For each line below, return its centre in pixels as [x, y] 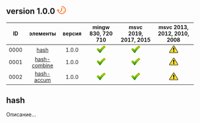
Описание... [21, 115]
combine [43, 65]
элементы [43, 34]
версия [72, 34]
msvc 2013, [174, 27]
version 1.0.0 [31, 12]
